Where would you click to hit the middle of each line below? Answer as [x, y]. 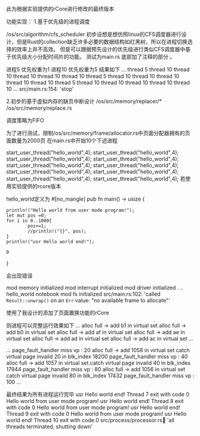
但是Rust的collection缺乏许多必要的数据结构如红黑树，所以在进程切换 [102, 42]
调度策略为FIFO [25, 120]
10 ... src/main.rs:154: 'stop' [40, 89]
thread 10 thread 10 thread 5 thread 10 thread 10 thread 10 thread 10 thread [98, 82]
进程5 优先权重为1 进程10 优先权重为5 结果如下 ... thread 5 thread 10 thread [98, 69]
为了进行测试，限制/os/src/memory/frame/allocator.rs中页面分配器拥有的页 [98, 133]
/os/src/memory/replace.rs [39, 108]
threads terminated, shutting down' [49, 426]
